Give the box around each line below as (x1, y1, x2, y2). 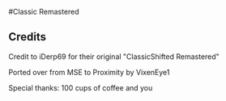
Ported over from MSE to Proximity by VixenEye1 (8, 67, 170, 77)
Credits (8, 30, 47, 44)
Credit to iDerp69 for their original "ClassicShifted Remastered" (8, 52, 220, 61)
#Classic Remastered (8, 7, 79, 16)
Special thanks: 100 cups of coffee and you (8, 82, 153, 92)
